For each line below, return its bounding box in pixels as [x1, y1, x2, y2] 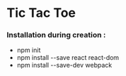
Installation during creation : [6, 30, 106, 40]
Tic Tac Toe [6, 5, 76, 21]
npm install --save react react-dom [16, 53, 120, 62]
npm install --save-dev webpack [16, 61, 113, 70]
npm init [16, 46, 41, 54]
